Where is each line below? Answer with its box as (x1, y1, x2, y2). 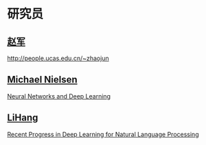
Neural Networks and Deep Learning (7, 92, 111, 100)
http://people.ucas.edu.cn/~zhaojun (7, 54, 109, 62)
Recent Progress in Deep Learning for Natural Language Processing (7, 130, 199, 138)
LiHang (7, 112, 38, 124)
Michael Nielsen (7, 74, 78, 85)
